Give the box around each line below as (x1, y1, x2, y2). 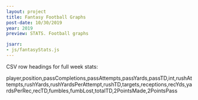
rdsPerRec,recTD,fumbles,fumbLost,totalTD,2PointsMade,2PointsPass (6, 87, 178, 94)
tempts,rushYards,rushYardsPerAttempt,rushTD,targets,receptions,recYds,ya (6, 80, 193, 88)
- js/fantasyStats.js (6, 47, 60, 53)
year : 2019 (6, 25, 33, 31)
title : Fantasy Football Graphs (6, 14, 86, 20)
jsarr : (6, 41, 23, 47)
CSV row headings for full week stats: (6, 63, 98, 70)
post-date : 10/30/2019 (6, 20, 62, 25)
